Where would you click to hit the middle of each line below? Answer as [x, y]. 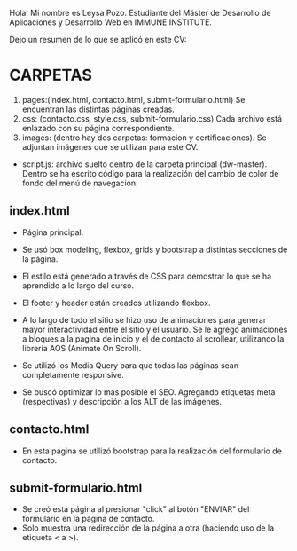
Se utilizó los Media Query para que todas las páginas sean [130, 365]
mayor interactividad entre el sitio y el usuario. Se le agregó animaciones [155, 329]
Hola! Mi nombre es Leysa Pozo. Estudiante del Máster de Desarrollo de [140, 13]
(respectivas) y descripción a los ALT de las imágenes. [122, 401]
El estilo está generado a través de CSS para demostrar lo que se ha [147, 276]
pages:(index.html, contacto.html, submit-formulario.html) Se [133, 99]
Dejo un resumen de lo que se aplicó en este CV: [98, 39]
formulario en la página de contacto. [88, 519]
